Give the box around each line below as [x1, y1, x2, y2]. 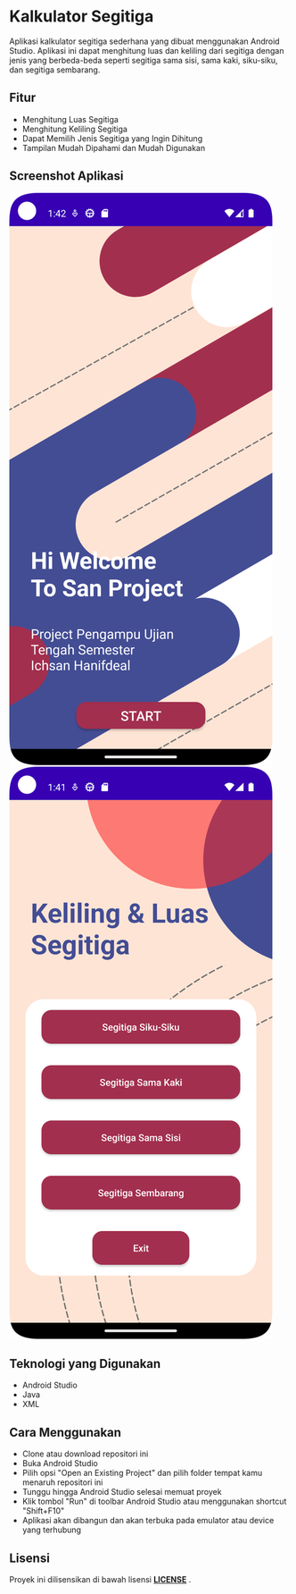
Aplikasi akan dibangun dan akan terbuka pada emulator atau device [21, 1515, 275, 1526]
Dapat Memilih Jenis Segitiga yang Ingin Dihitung [21, 132, 203, 144]
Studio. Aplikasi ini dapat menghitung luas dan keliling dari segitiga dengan [9, 45, 284, 55]
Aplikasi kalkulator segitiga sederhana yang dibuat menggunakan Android [9, 36, 280, 46]
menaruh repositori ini [21, 1477, 103, 1488]
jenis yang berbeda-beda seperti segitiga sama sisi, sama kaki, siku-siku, [9, 55, 278, 65]
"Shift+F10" [21, 1505, 65, 1516]
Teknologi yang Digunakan [9, 1356, 161, 1371]
